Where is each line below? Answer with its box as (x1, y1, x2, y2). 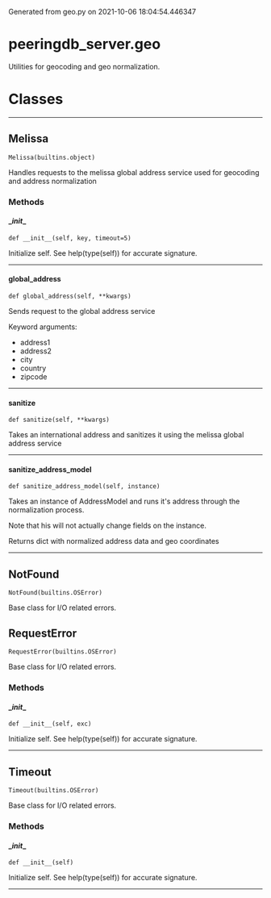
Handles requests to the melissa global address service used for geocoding (8, 167, 260, 177)
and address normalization (8, 176, 97, 186)
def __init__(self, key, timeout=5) (8, 234, 131, 242)
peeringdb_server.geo (8, 36, 161, 53)
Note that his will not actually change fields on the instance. (8, 520, 207, 531)
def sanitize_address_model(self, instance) (8, 482, 161, 491)
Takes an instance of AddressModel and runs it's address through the (8, 496, 240, 507)
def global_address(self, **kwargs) (8, 292, 131, 301)
